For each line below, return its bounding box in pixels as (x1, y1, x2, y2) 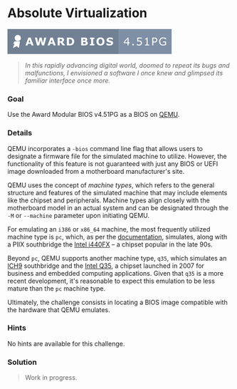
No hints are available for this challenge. (7, 339, 125, 348)
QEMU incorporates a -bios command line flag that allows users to (7, 144, 203, 152)
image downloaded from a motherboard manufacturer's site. (7, 167, 185, 175)
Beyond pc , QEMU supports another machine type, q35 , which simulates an (7, 254, 227, 262)
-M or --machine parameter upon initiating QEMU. (7, 211, 150, 219)
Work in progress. (24, 373, 78, 382)
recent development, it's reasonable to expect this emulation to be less (7, 276, 216, 285)
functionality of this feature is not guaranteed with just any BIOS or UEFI (7, 159, 218, 168)
